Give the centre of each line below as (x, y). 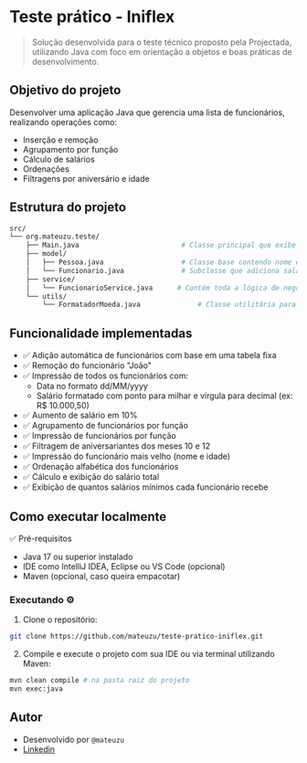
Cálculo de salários (59, 159)
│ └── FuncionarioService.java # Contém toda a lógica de (153, 288)
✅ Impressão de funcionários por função (99, 436)
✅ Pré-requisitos (41, 538)
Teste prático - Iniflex (92, 17)
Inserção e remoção (60, 140)
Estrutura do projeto (68, 207)
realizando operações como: (63, 122)
